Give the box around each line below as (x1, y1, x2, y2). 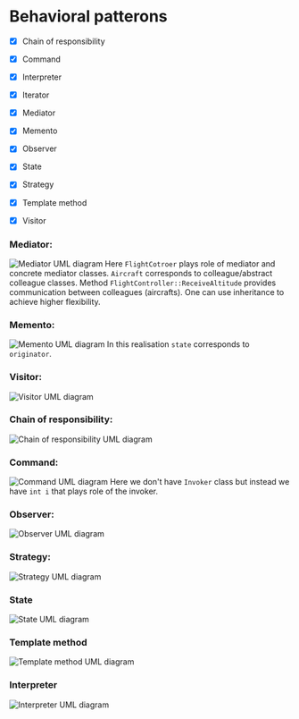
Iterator (21, 89, 50, 100)
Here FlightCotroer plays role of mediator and (104, 258, 276, 269)
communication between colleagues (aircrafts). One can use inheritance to (9, 286, 285, 297)
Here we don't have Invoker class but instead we (110, 477, 290, 487)
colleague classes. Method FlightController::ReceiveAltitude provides (9, 277, 277, 288)
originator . (9, 349, 52, 359)
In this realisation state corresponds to (106, 339, 250, 350)
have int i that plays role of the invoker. (9, 486, 159, 497)
